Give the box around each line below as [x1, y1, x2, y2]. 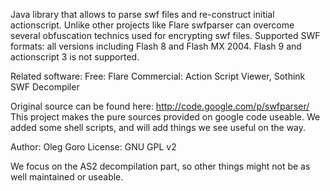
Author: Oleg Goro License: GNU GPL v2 [10, 141, 177, 153]
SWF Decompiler [10, 81, 80, 93]
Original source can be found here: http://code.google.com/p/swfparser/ [10, 100, 310, 112]
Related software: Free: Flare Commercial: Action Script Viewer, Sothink [10, 70, 306, 82]
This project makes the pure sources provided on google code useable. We [10, 111, 321, 123]
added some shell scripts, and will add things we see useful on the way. [10, 122, 307, 133]
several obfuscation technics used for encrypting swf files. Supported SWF [10, 30, 321, 41]
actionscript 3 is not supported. [10, 51, 140, 63]
